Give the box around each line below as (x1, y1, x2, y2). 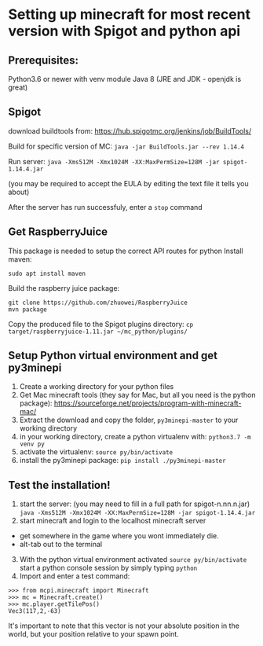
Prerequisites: (8, 53, 79, 67)
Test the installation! (8, 478, 111, 492)
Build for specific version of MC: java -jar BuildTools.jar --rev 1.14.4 (8, 141, 245, 151)
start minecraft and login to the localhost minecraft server (19, 516, 206, 526)
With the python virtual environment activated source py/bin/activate (19, 555, 247, 564)
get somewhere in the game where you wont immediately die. (19, 531, 219, 541)
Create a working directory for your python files (19, 382, 174, 391)
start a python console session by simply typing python (19, 563, 198, 573)
